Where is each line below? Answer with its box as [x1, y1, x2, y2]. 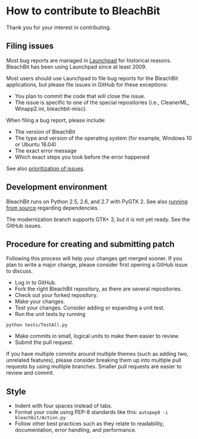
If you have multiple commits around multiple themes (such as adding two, [6, 350, 189, 358]
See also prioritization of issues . [6, 165, 85, 172]
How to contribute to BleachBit [6, 4, 161, 18]
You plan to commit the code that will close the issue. [14, 92, 146, 99]
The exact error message [14, 147, 77, 154]
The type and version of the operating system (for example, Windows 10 [14, 134, 192, 141]
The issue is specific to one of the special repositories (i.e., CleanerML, [14, 99, 190, 106]
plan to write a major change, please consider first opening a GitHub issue [6, 261, 188, 269]
